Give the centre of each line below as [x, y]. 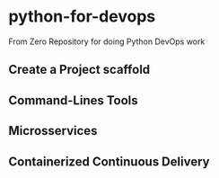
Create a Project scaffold [79, 70]
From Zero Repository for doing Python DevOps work [107, 41]
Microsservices [53, 131]
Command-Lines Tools [73, 100]
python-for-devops [82, 17]
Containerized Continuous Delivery [109, 161]
